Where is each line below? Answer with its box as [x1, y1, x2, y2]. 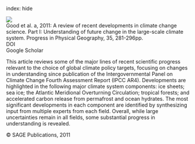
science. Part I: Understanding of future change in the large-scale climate [6, 29, 183, 35]
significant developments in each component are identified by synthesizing [6, 101, 187, 108]
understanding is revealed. [6, 120, 71, 127]
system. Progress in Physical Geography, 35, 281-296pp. [6, 34, 143, 41]
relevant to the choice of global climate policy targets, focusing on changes [6, 64, 188, 71]
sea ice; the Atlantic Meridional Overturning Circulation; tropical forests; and [6, 89, 190, 96]
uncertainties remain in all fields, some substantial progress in [6, 114, 155, 121]
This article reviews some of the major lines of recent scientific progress [6, 58, 180, 65]
